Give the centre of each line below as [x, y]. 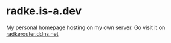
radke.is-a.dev [44, 11]
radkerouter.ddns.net [32, 33]
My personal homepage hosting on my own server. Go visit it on [86, 27]
